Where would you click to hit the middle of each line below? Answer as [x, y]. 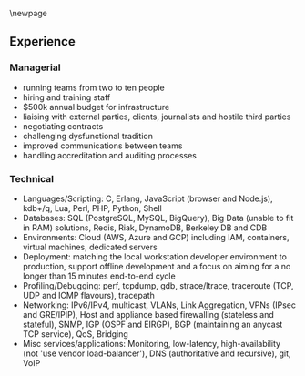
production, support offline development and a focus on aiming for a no [157, 266]
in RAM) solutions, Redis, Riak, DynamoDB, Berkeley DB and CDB [145, 228]
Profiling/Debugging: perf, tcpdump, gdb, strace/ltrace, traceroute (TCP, [158, 285]
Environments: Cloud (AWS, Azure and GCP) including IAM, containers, [156, 237]
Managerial [35, 67]
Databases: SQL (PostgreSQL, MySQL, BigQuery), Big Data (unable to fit [158, 218]
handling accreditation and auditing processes [110, 155]
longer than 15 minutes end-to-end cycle [99, 276]
